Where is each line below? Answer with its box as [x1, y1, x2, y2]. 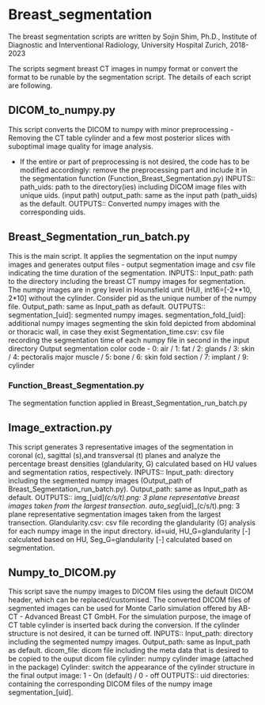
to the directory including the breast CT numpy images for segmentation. [8, 276, 246, 286]
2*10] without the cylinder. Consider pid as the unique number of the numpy [8, 293, 257, 302]
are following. [8, 81, 53, 90]
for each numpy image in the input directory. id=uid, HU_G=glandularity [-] [8, 526, 251, 536]
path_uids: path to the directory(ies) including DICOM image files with [19, 182, 247, 191]
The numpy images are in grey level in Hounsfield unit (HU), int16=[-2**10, [8, 285, 252, 294]
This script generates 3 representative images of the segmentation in [8, 442, 233, 452]
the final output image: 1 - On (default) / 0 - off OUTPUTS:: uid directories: [8, 671, 250, 680]
